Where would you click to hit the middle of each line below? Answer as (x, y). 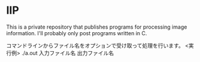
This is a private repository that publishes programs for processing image (97, 27)
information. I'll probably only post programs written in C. (77, 33)
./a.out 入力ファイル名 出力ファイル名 (68, 53)
